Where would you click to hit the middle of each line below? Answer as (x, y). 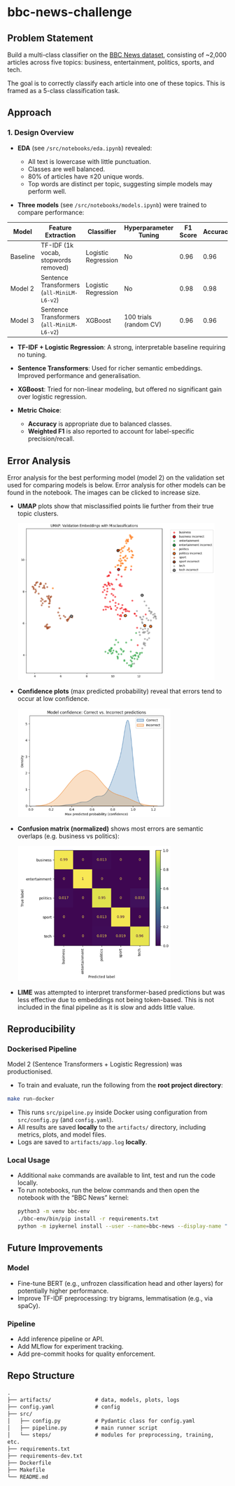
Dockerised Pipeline (42, 1049)
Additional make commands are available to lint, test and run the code (116, 1175)
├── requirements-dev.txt (45, 1456)
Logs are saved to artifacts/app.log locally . (82, 1142)
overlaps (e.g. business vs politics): (69, 836)
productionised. (30, 1071)
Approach (29, 113)
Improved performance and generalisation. (79, 376)
